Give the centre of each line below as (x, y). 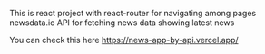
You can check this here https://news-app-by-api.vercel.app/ (124, 40)
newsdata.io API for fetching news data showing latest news (122, 22)
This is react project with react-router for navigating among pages (133, 13)
